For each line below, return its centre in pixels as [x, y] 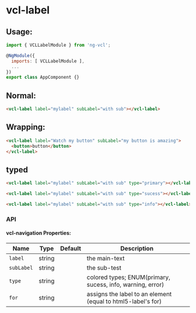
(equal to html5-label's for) [124, 301]
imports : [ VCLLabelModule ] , [48, 61]
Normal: [21, 95]
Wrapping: [26, 127]
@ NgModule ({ [20, 55]
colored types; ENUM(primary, [129, 277]
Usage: [20, 32]
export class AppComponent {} [43, 77]
